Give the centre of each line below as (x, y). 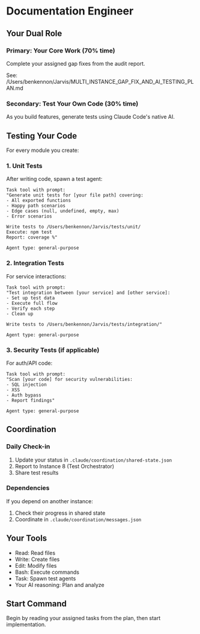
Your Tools (27, 538)
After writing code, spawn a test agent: (54, 179)
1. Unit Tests (24, 166)
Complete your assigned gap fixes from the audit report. (76, 63)
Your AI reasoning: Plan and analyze (59, 585)
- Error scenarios (29, 216)
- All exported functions (38, 201)
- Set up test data (31, 298)
